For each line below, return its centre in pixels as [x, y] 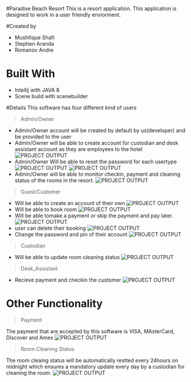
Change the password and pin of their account [71, 234]
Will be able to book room [46, 209]
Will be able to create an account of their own [70, 203]
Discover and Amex [30, 337]
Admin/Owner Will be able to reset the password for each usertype [96, 162]
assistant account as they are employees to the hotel [78, 149]
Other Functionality [54, 304]
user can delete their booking [50, 228]
